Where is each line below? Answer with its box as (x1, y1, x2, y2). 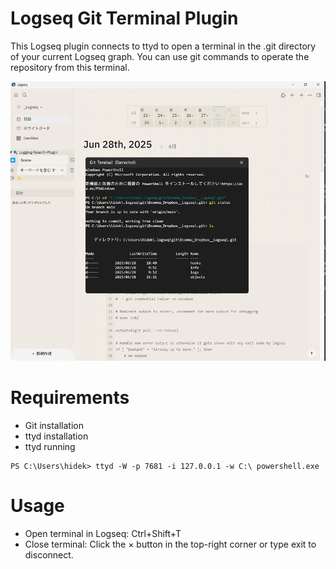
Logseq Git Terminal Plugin (10, 7, 239, 30)
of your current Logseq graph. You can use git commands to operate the (10, 50, 310, 62)
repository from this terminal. (10, 61, 130, 73)
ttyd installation (24, 430, 89, 442)
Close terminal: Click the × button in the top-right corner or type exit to (24, 538, 317, 551)
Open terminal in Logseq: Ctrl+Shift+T (24, 528, 182, 540)
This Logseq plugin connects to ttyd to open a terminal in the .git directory (10, 40, 317, 52)
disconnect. (24, 549, 74, 561)
